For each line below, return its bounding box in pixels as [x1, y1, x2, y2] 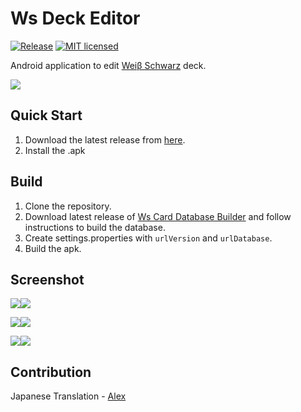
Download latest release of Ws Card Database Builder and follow [24, 210, 292, 222]
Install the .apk [24, 144, 86, 156]
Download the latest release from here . [24, 133, 186, 146]
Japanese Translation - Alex [10, 390, 127, 402]
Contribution [10, 363, 92, 381]
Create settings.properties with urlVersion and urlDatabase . [24, 232, 273, 244]
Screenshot [10, 271, 85, 288]
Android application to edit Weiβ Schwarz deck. [10, 59, 207, 71]
